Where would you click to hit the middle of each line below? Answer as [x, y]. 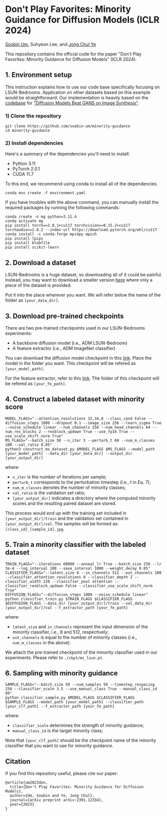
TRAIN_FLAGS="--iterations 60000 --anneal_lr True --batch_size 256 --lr [83, 564]
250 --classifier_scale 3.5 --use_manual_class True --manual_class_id [81, 689]
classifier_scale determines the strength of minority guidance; [78, 726]
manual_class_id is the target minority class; [58, 731]
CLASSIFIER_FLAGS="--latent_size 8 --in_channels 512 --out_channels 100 [83, 573]
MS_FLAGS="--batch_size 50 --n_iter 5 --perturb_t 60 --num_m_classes [80, 440]
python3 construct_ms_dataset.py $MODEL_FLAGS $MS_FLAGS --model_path [80, 449]
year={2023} [22, 805]
